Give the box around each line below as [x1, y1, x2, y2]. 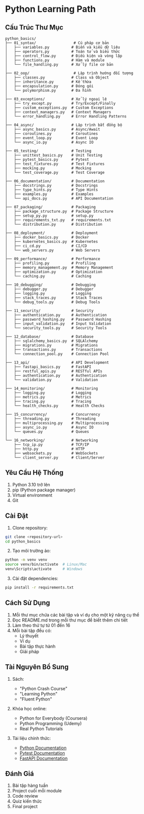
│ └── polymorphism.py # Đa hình [5, 88, 92, 93]
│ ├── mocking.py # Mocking [5, 166, 92, 171]
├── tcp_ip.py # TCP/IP [14, 442, 90, 447]
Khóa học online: [12, 705, 47, 711]
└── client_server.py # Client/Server [14, 455, 105, 460]
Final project [12, 804, 38, 810]
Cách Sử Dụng [5, 599, 50, 607]
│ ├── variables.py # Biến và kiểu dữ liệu [5, 45, 120, 50]
